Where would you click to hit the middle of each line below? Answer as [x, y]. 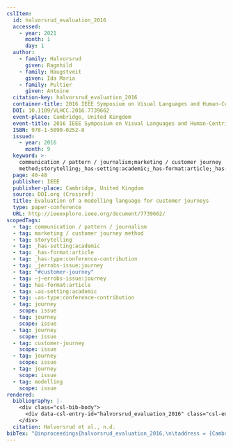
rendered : [21, 395]
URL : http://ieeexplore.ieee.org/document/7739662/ [89, 214]
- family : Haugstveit [50, 72]
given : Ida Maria [50, 78]
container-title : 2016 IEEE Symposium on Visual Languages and [106, 104]
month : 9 [38, 149]
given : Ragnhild [48, 65]
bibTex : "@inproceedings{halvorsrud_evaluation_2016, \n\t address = [106, 433]
